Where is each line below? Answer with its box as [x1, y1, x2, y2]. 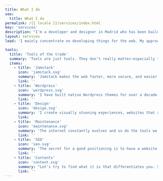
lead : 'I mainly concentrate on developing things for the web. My [5, 39, 145, 44]
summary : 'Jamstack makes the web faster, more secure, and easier [17, 75, 158, 79]
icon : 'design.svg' [17, 106, 57, 111]
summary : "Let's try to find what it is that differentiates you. [17, 164, 155, 169]
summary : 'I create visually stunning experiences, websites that [17, 110, 155, 115]
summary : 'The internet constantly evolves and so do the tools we [17, 128, 158, 133]
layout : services [5, 34, 40, 39]
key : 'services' [5, 25, 38, 30]
